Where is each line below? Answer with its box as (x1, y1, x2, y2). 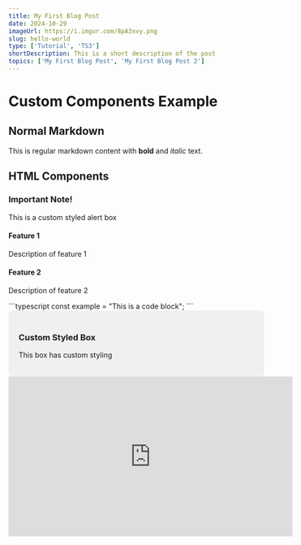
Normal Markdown (8, 124, 105, 138)
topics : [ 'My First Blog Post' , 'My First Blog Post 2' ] (8, 58, 205, 66)
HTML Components (8, 170, 110, 184)
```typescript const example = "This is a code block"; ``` (8, 301, 194, 311)
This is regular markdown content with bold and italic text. (8, 145, 203, 155)
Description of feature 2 (8, 285, 88, 295)
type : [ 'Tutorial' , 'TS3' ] (8, 42, 100, 50)
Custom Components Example (8, 93, 218, 110)
